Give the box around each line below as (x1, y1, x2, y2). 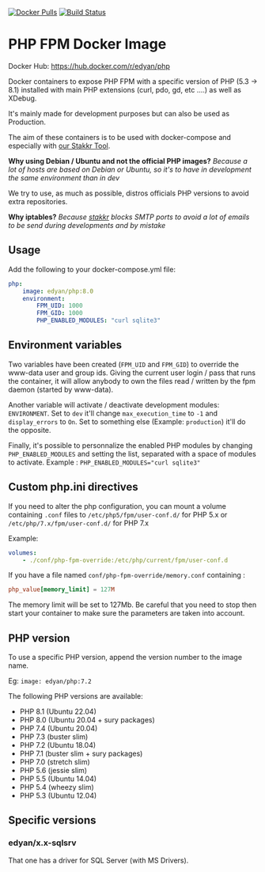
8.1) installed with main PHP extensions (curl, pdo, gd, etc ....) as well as (8, 85, 241, 94)
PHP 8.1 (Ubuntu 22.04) (19, 707, 97, 716)
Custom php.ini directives (8, 480, 138, 494)
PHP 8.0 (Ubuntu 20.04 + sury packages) (19, 715, 156, 725)
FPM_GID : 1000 (36, 309, 83, 317)
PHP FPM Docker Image (8, 36, 167, 53)
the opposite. (8, 425, 51, 434)
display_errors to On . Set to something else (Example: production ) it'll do (8, 416, 246, 427)
